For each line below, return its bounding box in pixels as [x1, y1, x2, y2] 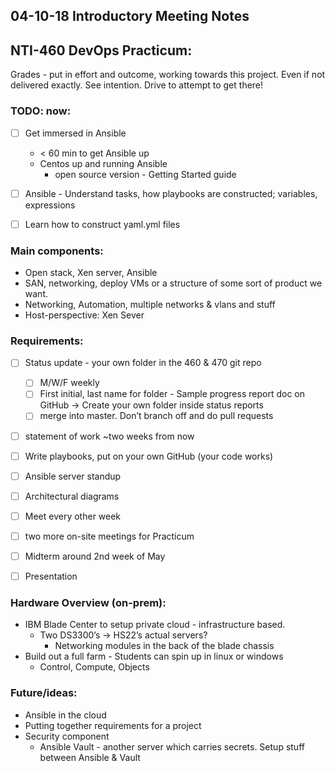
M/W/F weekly [39, 377, 100, 389]
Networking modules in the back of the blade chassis [54, 640, 275, 652]
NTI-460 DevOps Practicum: [10, 42, 193, 59]
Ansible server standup [24, 470, 122, 482]
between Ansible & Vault [39, 751, 141, 763]
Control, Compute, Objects [39, 661, 150, 673]
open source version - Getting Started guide [54, 168, 237, 180]
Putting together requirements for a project [24, 719, 202, 731]
